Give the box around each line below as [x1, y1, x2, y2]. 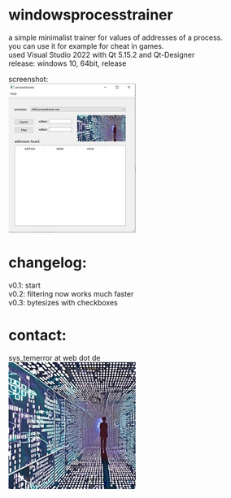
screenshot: [8, 74, 49, 84]
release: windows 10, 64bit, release [8, 58, 127, 68]
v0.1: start [8, 280, 41, 290]
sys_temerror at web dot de [8, 353, 101, 362]
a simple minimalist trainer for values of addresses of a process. [8, 32, 224, 42]
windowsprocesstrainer [8, 6, 173, 24]
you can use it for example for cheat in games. [8, 41, 164, 50]
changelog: [8, 253, 87, 272]
